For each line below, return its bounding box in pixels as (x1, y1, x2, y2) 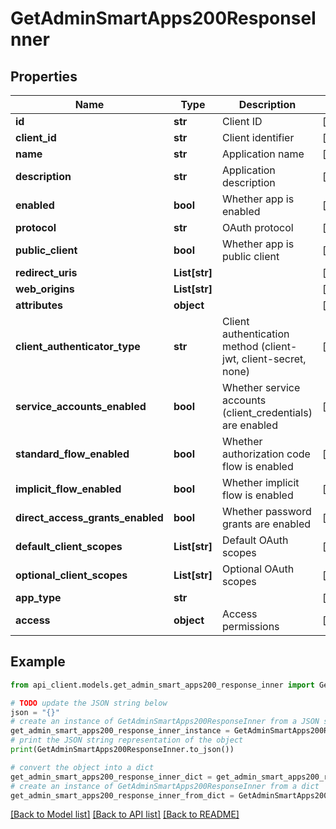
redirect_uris (15, 266, 78, 279)
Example (10, 653, 66, 671)
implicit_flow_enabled (15, 482, 122, 496)
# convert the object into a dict (10, 762, 155, 772)
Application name (222, 147, 305, 161)
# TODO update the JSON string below (10, 698, 168, 708)
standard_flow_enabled (15, 447, 130, 461)
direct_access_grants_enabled (15, 511, 164, 524)
